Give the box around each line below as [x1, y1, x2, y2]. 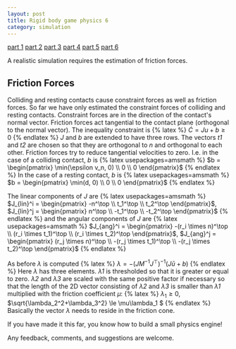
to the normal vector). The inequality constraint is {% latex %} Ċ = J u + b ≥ [7, 126, 225, 134]
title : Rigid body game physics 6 [7, 17, 109, 24]
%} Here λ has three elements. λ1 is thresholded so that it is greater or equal [7, 266, 229, 276]
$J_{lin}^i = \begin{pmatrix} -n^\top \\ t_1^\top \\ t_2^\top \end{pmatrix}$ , [7, 199, 217, 208]
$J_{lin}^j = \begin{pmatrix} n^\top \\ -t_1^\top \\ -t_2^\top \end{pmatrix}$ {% [7, 207, 229, 215]
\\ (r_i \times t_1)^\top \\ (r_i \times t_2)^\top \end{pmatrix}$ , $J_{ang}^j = [7, 230, 217, 238]
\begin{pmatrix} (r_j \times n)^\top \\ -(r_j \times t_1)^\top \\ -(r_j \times [7, 237, 211, 246]
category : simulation [7, 23, 71, 30]
